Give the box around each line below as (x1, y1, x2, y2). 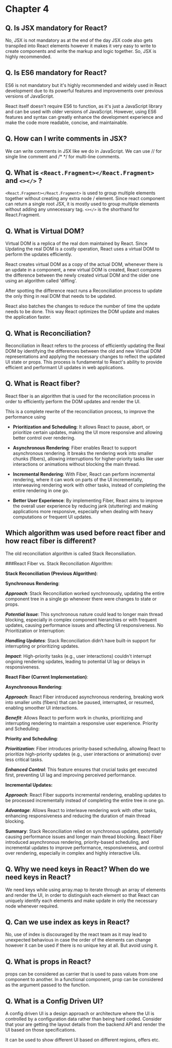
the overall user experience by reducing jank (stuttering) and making (12, 502, 158, 509)
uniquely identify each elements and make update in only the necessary (5, 897, 158, 904)
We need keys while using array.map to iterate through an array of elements (5, 887, 166, 893)
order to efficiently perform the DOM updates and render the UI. (5, 398, 141, 404)
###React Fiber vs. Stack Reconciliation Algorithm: (5, 560, 113, 566)
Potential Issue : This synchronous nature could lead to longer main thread (5, 611, 163, 617)
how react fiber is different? (5, 537, 97, 546)
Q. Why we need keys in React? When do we (5, 865, 150, 874)
